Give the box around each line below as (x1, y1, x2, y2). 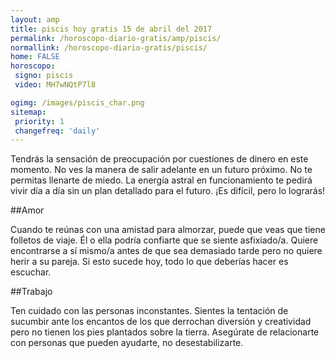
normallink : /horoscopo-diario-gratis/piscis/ (10, 42, 208, 53)
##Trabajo (10, 286, 53, 298)
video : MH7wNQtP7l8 (14, 80, 97, 90)
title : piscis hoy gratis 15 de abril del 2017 (10, 24, 213, 34)
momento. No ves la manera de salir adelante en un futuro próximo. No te (10, 164, 313, 176)
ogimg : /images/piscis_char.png (10, 97, 145, 108)
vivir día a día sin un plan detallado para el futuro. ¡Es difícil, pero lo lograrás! (10, 185, 326, 197)
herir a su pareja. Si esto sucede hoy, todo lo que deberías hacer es (10, 256, 289, 268)
